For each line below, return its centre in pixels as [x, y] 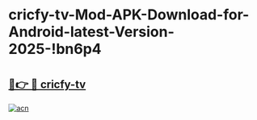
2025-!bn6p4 [55, 49]
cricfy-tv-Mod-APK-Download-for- [129, 15]
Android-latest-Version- [92, 32]
